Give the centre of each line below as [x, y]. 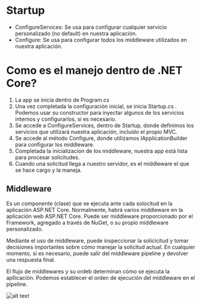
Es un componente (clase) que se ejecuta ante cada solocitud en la [89, 203]
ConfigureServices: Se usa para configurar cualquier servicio [91, 27]
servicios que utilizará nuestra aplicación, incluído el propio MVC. [96, 131]
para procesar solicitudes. [47, 157]
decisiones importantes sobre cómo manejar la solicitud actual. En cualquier [101, 247]
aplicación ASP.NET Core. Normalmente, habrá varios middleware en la [95, 210]
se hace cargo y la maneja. [48, 170]
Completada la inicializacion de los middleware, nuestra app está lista [101, 151]
